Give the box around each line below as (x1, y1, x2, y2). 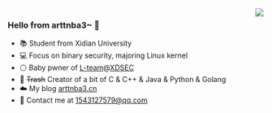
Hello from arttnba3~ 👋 (7, 20, 101, 31)
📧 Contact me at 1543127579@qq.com (19, 95, 148, 105)
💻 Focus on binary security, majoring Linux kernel (19, 50, 188, 60)
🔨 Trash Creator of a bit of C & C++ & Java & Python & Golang (19, 75, 227, 85)
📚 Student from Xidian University (19, 38, 132, 48)
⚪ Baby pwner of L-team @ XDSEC (19, 63, 135, 72)
